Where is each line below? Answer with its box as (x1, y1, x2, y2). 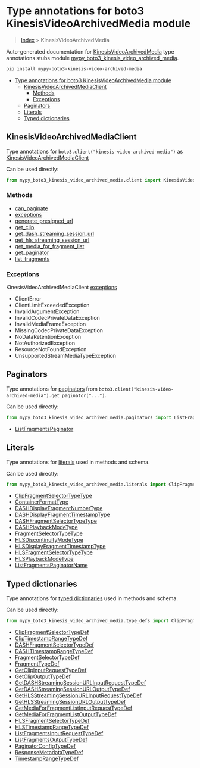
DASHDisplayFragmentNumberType (14, 505, 103, 512)
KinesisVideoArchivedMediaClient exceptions (6, 284, 117, 291)
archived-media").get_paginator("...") (6, 392, 105, 398)
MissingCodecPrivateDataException (14, 327, 103, 334)
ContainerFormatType (14, 498, 69, 505)
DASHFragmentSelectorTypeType (14, 517, 97, 525)
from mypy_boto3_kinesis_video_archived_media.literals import (6, 481, 167, 488)
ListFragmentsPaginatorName (14, 561, 88, 569)
